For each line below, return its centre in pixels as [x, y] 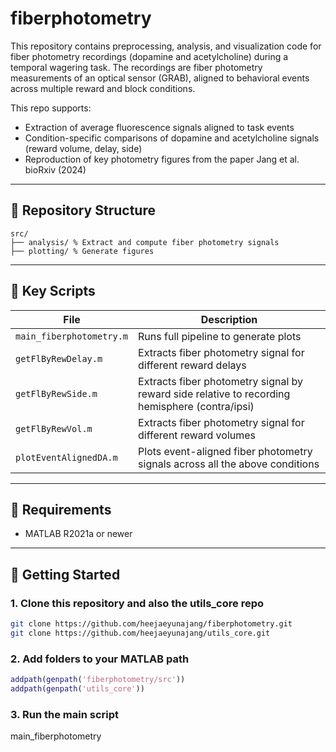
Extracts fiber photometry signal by [221, 381]
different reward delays [192, 365]
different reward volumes [197, 435]
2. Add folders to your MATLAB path [100, 659]
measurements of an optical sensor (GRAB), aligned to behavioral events [160, 78]
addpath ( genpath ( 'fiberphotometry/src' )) [98, 680]
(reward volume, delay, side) [83, 148]
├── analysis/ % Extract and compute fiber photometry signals [145, 242]
